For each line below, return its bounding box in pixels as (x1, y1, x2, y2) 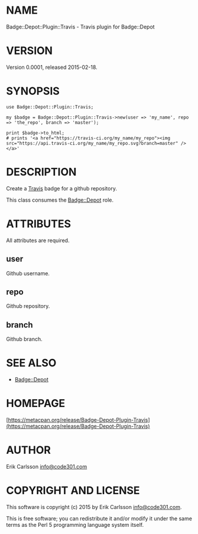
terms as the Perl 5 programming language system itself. (6, 521, 144, 528)
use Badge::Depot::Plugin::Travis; (6, 104, 94, 110)
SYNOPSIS (6, 84, 60, 98)
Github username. (6, 269, 50, 276)
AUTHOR (6, 443, 51, 457)
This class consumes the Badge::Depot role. (6, 196, 114, 204)
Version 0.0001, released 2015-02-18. (6, 63, 98, 71)
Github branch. (6, 336, 43, 343)
